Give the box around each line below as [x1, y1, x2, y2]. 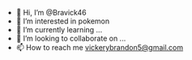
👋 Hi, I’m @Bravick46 [15, 8, 87, 17]
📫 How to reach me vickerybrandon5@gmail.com [15, 43, 184, 52]
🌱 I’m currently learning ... [15, 25, 103, 34]
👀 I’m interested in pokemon [15, 16, 110, 26]
